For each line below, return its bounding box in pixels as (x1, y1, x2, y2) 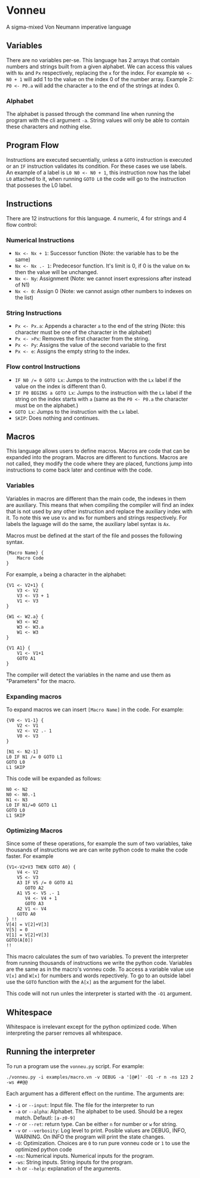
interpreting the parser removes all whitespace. (6, 1029, 122, 1036)
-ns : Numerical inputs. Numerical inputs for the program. (14, 1152, 154, 1159)
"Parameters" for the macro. (6, 677, 76, 684)
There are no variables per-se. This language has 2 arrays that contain (6, 56, 180, 63)
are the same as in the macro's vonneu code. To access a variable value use (6, 965, 194, 973)
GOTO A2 (24, 885, 44, 891)
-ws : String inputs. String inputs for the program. (14, 1158, 133, 1165)
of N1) (14, 281, 30, 288)
